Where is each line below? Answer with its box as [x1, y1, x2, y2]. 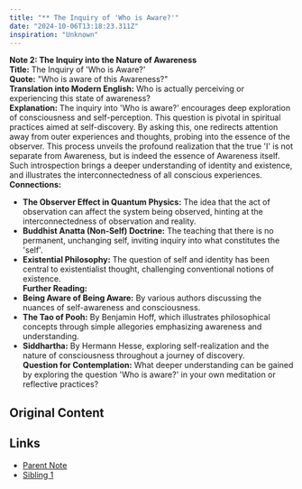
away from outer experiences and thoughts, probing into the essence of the [9, 132, 291, 143]
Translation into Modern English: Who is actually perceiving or [9, 83, 245, 95]
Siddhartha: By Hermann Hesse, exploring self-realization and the [22, 340, 270, 352]
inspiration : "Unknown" [9, 30, 99, 39]
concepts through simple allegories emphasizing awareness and [22, 321, 262, 332]
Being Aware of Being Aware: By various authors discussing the [22, 292, 262, 303]
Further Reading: [22, 283, 87, 294]
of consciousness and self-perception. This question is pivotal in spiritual [9, 112, 281, 123]
